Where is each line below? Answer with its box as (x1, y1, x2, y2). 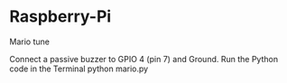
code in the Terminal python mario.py (9, 63, 149, 74)
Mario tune (9, 36, 50, 47)
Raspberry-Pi (9, 6, 112, 27)
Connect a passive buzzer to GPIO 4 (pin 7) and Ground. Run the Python (9, 53, 278, 64)
